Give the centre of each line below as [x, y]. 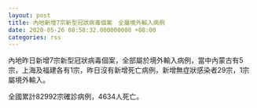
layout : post [29, 15]
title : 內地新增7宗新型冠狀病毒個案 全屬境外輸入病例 [86, 23]
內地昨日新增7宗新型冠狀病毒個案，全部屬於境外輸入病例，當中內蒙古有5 [126, 60]
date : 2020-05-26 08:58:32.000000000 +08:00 [82, 30]
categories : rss [35, 37]
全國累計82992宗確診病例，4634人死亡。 [76, 97]
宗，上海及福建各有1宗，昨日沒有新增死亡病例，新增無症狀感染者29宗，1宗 [129, 70]
